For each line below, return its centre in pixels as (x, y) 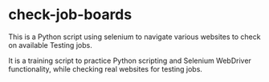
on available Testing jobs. (50, 45)
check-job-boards (70, 15)
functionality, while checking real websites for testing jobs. (106, 68)
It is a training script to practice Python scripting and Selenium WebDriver (130, 61)
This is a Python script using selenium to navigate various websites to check (134, 37)
